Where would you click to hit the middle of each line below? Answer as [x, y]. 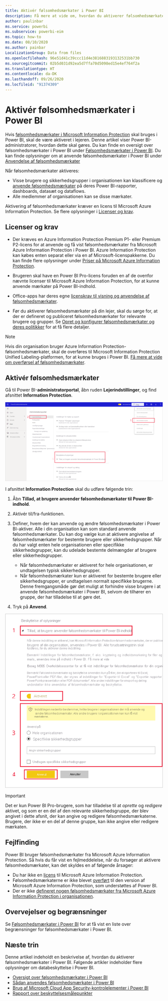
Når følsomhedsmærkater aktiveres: [42, 171]
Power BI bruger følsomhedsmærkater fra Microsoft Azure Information [77, 854]
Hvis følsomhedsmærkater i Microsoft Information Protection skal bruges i [81, 134]
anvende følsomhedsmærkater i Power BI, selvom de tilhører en [85, 592]
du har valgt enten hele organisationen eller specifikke [68, 545]
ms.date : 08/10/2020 [27, 43]
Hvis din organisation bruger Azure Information [53, 346]
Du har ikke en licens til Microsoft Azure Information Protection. [78, 875]
